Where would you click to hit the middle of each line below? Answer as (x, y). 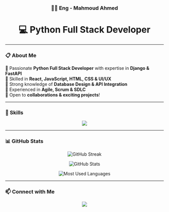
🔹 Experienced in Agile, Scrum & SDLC (46, 89)
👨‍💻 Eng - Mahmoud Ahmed (84, 8)
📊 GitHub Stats (24, 141)
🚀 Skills (14, 113)
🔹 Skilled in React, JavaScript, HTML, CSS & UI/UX (58, 79)
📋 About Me (21, 55)
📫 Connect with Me (30, 191)
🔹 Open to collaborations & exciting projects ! (53, 95)
